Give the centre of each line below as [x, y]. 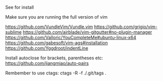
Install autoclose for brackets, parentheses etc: [54, 58]
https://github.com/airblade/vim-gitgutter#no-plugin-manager [87, 32]
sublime [13, 32]
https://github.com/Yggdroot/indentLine [47, 48]
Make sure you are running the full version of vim [56, 17]
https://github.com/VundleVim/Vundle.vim [49, 27]
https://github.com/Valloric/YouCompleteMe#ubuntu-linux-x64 [71, 37]
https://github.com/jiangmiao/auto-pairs [47, 63]
